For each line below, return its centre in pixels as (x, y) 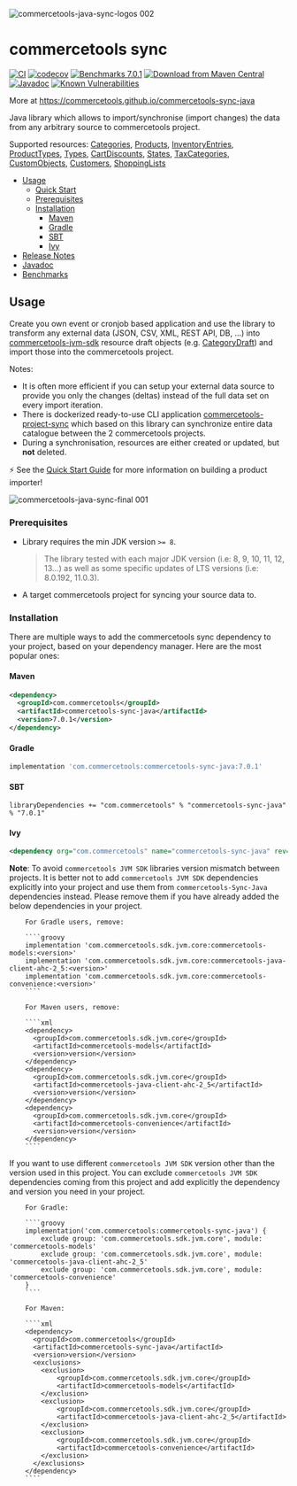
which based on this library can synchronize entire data (171, 423)
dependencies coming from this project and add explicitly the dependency (145, 1182)
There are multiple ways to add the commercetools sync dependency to (140, 637)
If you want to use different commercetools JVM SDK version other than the (142, 1164)
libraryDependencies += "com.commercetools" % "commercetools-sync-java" (148, 806)
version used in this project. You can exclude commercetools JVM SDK (133, 1173)
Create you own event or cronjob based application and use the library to (142, 323)
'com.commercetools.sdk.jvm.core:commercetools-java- (186, 961)
